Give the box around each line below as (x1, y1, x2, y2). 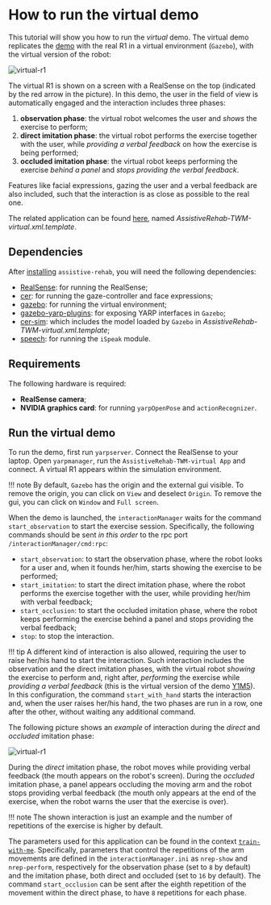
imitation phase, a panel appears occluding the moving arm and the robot (8, 780, 252, 790)
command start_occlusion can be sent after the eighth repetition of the (8, 879, 247, 889)
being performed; (19, 148, 79, 157)
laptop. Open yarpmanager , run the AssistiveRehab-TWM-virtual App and (8, 456, 246, 465)
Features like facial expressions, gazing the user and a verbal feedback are (8, 180, 258, 190)
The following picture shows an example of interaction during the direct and (8, 723, 261, 732)
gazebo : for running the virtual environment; (19, 299, 167, 309)
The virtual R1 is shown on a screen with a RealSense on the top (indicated (8, 81, 256, 90)
